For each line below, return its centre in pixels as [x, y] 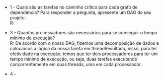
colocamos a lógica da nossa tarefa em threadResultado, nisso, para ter [83, 48]
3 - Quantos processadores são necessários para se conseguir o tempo [83, 33]
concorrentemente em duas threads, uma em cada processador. [76, 64]
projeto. [18, 18]
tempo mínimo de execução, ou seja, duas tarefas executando [74, 59]
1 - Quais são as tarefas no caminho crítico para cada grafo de [74, 7]
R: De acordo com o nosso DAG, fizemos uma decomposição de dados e [84, 43]
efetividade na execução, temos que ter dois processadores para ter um [84, 54]
